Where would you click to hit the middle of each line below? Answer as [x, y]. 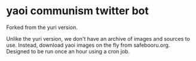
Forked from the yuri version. [42, 27]
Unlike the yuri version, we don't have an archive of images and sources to [98, 38]
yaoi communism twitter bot [78, 11]
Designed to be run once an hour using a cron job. [68, 51]
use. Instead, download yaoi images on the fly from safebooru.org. [88, 45]
